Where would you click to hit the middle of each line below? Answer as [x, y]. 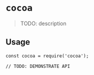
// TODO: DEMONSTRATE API [38, 66]
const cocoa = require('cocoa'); [47, 56]
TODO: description [43, 23]
